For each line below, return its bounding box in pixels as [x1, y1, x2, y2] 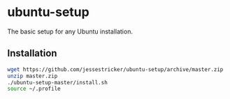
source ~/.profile [7, 85, 61, 93]
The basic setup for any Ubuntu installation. [7, 27, 133, 36]
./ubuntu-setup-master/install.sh [7, 79, 108, 86]
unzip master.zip [7, 73, 58, 79]
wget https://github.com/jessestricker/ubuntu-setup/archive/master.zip [7, 66, 224, 73]
